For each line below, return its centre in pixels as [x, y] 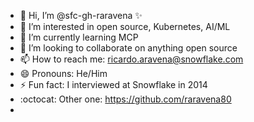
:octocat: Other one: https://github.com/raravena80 [125, 99]
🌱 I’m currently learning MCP [79, 37]
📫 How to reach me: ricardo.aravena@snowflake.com [131, 59]
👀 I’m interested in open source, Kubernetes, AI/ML [125, 26]
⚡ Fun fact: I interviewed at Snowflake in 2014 [113, 84]
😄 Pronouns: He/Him [63, 73]
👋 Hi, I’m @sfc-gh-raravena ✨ [81, 15]
